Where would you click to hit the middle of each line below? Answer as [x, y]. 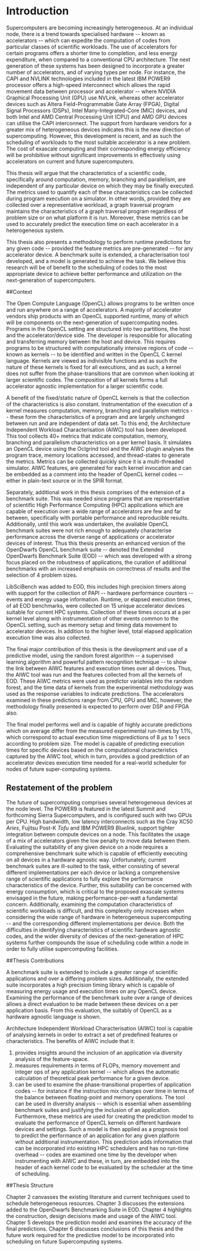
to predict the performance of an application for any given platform [97, 1135]
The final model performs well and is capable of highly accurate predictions [99, 724]
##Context [19, 291]
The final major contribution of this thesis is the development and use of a [97, 649]
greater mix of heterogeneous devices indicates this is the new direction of [98, 129]
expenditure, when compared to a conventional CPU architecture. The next [99, 59]
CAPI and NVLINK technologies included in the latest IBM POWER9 [88, 79]
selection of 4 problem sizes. [42, 575]
